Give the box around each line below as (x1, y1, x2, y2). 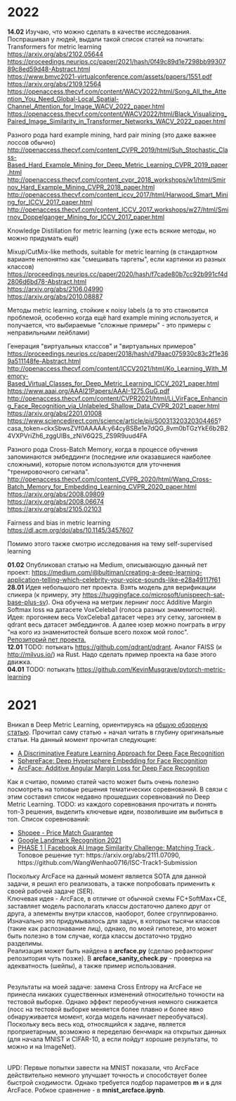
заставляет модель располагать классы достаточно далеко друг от (7, 901, 211, 910)
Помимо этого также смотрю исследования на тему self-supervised (7, 539, 213, 548)
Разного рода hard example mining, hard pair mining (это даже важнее (7, 131, 216, 139)
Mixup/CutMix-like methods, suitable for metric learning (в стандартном (7, 247, 218, 256)
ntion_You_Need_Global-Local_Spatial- (7, 94, 119, 103)
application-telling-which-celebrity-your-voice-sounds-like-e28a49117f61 (7, 575, 221, 584)
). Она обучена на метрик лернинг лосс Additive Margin (45, 598, 213, 606)
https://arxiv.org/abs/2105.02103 (7, 504, 102, 513)
